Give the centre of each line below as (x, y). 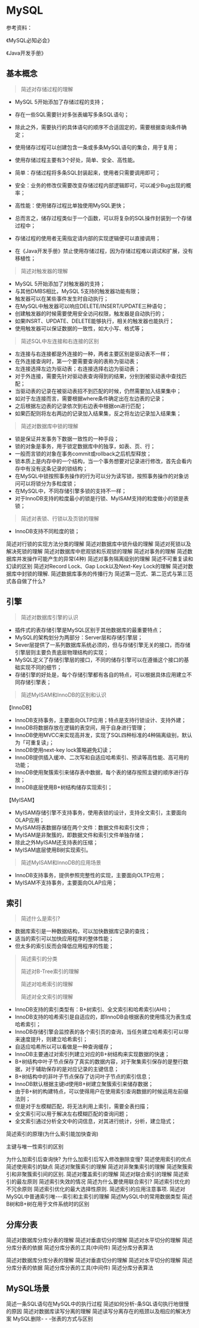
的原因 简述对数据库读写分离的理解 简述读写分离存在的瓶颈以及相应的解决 (96, 1311)
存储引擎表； (36, 682)
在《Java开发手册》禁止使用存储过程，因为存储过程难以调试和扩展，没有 (104, 250)
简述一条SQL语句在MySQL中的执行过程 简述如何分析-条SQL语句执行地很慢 (97, 1304)
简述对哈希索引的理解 (47, 984)
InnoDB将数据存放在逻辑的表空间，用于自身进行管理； (81, 728)
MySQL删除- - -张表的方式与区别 (53, 1319)
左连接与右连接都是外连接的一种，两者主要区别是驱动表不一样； (93, 354)
